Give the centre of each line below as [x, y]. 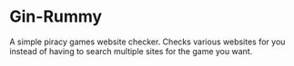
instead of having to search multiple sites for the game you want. [131, 51]
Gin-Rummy [56, 17]
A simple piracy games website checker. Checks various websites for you [147, 42]
